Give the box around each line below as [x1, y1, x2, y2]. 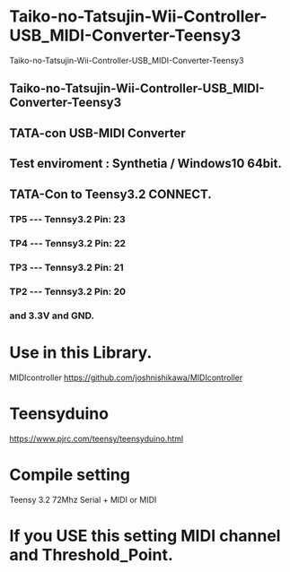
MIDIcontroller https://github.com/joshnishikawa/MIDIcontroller [9, 372, 243, 383]
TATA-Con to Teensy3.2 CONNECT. [9, 186, 213, 202]
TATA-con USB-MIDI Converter [9, 126, 186, 141]
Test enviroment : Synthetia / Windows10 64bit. [9, 156, 283, 171]
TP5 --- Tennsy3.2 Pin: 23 [9, 213, 126, 226]
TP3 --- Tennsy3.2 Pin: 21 [9, 262, 124, 274]
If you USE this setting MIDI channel [9, 526, 281, 546]
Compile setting [9, 464, 130, 485]
